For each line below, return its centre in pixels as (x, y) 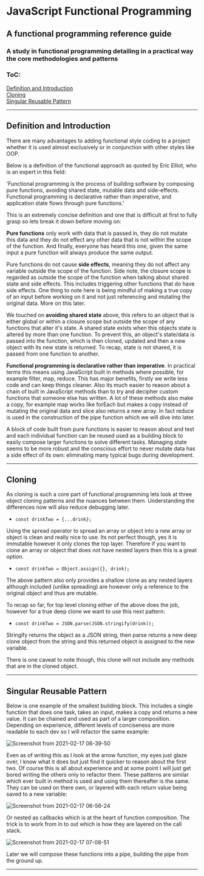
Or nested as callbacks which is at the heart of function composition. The (98, 818)
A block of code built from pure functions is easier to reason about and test (100, 429)
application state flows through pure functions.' (65, 203)
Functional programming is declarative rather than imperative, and (89, 197)
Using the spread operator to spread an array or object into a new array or (99, 531)
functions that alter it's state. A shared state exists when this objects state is (101, 328)
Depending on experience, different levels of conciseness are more (90, 725)
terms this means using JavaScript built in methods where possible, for (95, 372)
